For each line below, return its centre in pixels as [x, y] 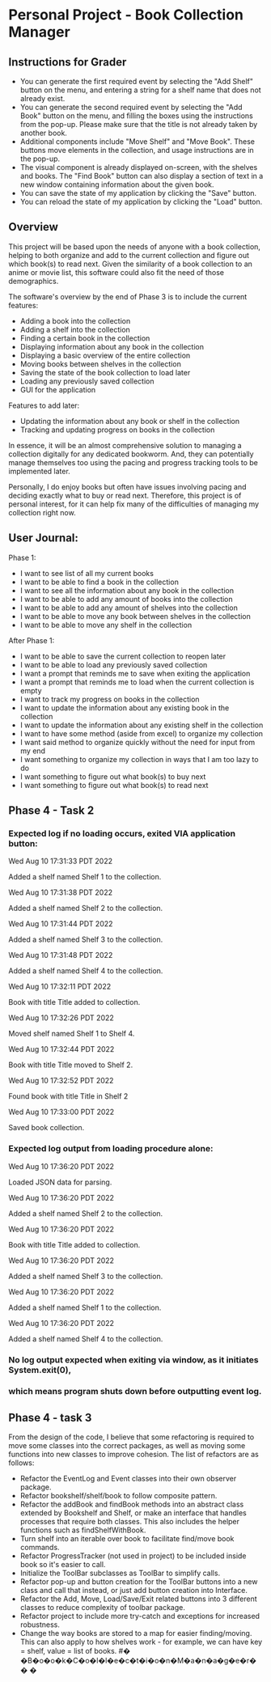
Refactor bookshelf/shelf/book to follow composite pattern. [119, 1496]
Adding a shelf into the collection [75, 329]
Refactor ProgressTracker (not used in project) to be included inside [133, 1556]
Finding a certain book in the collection [85, 338]
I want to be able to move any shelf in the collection [106, 625]
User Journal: [44, 538]
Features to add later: [44, 405]
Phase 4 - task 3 [50, 1417]
